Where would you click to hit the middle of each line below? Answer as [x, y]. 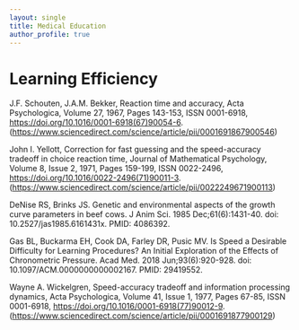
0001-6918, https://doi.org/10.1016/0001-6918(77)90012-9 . [118, 307]
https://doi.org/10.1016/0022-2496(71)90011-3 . [95, 178]
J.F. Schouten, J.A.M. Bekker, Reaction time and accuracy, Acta [127, 103]
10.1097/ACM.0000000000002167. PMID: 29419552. [106, 270]
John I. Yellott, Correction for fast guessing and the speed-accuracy [136, 150]
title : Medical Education [57, 26]
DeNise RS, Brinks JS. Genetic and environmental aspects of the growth [142, 205]
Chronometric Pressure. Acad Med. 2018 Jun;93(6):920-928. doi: [131, 260]
